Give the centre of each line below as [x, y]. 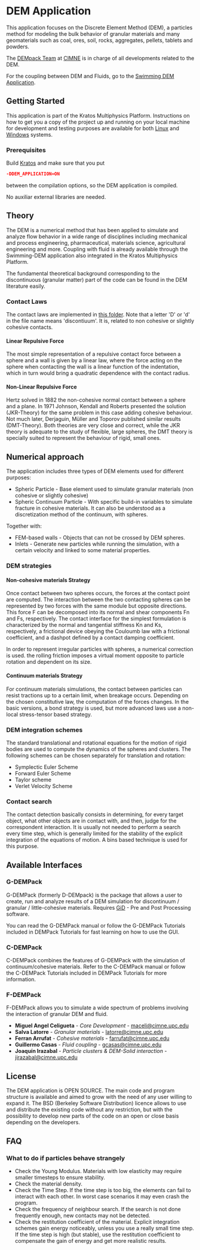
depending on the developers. [43, 1122]
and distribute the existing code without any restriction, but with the [90, 1110]
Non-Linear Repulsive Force [42, 387]
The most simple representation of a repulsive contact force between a [93, 354]
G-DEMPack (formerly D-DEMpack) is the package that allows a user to [94, 895]
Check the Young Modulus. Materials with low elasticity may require [98, 1171]
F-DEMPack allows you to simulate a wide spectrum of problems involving [97, 1008]
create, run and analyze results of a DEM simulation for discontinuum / [93, 901]
